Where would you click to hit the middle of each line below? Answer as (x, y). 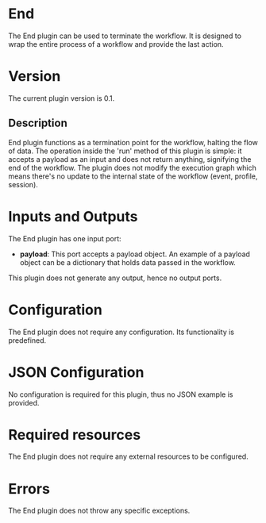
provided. (24, 402)
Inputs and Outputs (73, 216)
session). (23, 184)
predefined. (27, 340)
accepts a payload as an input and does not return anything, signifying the (130, 159)
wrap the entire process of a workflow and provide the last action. (116, 44)
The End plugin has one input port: (65, 238)
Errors (29, 488)
